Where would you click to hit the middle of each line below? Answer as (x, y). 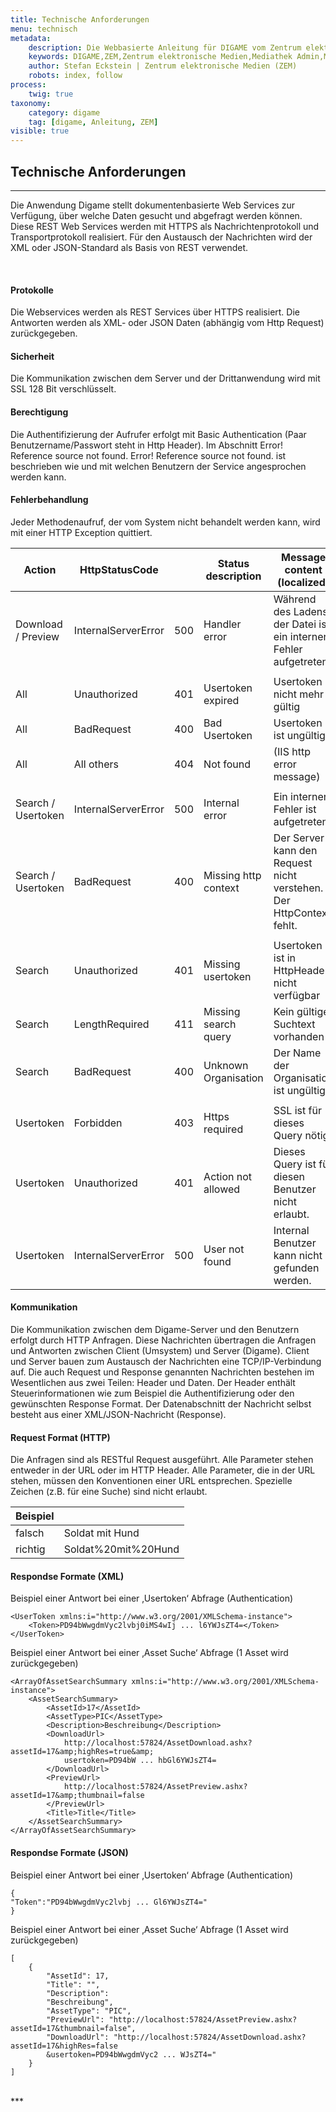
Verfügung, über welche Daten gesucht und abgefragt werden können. (156, 215)
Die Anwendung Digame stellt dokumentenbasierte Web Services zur (153, 205)
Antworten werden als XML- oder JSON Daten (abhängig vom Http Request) (167, 323)
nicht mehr (299, 694)
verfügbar (297, 995)
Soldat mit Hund (101, 1533)
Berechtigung (39, 412)
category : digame (64, 112)
